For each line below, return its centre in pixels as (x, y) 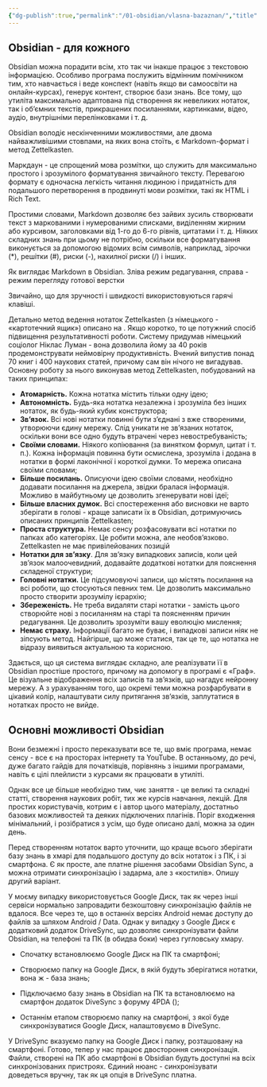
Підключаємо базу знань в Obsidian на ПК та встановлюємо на (128, 993)
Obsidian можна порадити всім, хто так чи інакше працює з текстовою (128, 67)
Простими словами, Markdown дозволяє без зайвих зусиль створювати (131, 215)
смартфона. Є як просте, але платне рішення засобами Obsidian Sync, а (131, 865)
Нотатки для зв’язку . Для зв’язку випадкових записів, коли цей (128, 555)
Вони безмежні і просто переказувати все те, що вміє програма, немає (130, 749)
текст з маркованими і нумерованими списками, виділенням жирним (127, 222)
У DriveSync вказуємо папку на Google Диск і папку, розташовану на (126, 1041)
